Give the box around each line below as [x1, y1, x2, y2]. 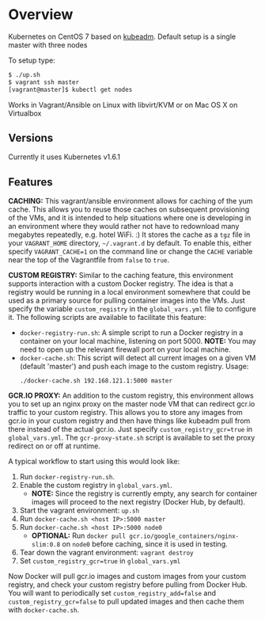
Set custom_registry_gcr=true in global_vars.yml [19, 556, 181, 566]
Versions [8, 131, 54, 144]
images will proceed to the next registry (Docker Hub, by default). [31, 497, 246, 507]
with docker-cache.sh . [8, 605, 80, 615]
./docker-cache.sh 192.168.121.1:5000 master [19, 377, 172, 385]
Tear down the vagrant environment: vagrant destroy [19, 548, 194, 558]
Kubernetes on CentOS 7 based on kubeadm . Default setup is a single [8, 32, 236, 41]
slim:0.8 [31, 541, 61, 549]
